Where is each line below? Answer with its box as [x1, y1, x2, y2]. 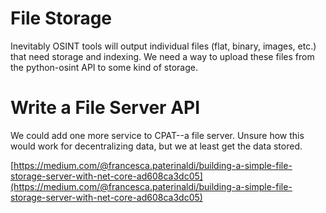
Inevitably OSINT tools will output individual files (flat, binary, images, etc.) [10, 40, 317, 52]
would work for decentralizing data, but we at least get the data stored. [10, 140, 303, 152]
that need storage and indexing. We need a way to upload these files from [10, 50, 315, 62]
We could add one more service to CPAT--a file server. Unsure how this [10, 129, 305, 141]
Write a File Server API [10, 97, 201, 119]
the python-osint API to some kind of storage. [10, 61, 198, 73]
